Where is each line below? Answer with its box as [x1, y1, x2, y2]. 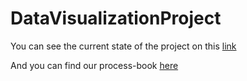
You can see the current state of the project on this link [10, 40, 237, 52]
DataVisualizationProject [10, 7, 222, 30]
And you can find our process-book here [10, 59, 179, 71]
